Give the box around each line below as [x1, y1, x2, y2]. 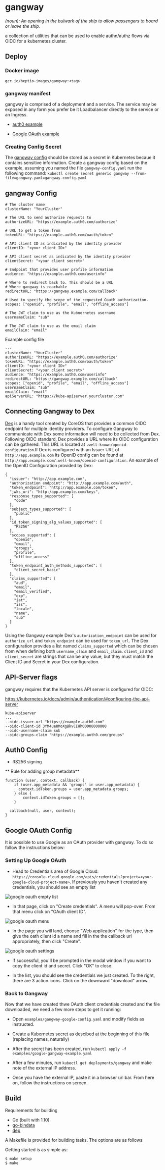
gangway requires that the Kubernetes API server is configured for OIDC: [5, 686, 154, 692]
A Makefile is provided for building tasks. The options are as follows [5, 1137, 143, 1143]
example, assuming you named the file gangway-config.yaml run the [5, 165, 142, 171]
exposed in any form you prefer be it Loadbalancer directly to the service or [5, 106, 159, 112]
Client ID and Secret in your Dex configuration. [5, 658, 99, 665]
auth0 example [12, 121, 43, 127]
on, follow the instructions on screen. [12, 1079, 88, 1086]
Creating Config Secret [5, 143, 62, 150]
